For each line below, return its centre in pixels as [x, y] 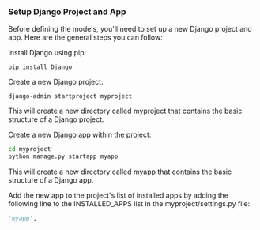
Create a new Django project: [56, 82]
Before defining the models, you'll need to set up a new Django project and [130, 29]
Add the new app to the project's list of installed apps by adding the [119, 195]
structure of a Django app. [51, 180]
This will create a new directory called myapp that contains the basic [120, 172]
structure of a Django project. [56, 119]
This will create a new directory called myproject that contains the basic [125, 111]
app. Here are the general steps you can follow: [86, 37]
